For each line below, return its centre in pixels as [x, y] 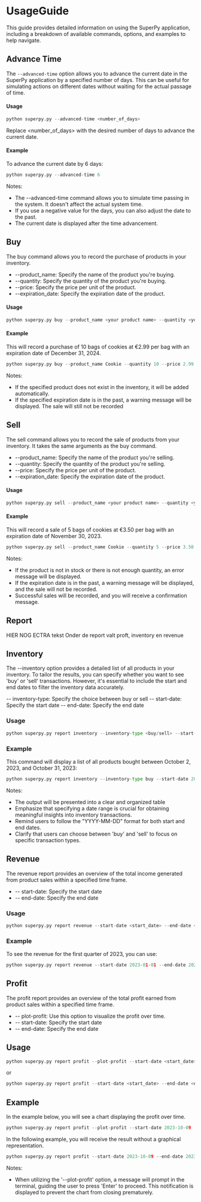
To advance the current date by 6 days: [55, 164]
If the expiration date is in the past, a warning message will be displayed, [104, 582]
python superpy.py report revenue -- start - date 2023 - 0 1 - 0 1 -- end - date [96, 965]
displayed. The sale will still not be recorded [69, 406]
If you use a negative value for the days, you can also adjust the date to [103, 210]
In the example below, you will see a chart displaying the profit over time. [96, 1117]
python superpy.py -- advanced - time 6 [53, 175]
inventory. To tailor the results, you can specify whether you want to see [95, 675]
